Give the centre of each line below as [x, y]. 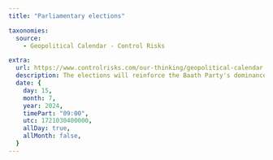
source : [29, 38]
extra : [19, 61]
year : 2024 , [43, 106]
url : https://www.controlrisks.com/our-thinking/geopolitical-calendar [140, 68]
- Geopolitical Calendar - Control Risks [94, 45]
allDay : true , [47, 128]
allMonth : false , [52, 136]
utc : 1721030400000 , [58, 121]
